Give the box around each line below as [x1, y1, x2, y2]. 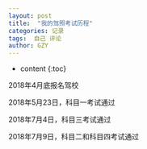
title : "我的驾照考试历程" [8, 19, 93, 27]
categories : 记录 [8, 27, 65, 35]
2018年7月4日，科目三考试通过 [8, 114, 111, 125]
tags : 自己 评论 [8, 34, 62, 43]
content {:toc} [19, 64, 67, 73]
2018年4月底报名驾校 [8, 81, 79, 90]
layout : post [8, 11, 52, 20]
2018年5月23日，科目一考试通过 [8, 97, 115, 107]
